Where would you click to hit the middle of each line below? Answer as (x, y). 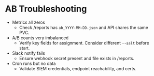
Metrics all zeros (28, 22)
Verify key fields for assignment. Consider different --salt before (84, 43)
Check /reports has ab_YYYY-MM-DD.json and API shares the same (84, 27)
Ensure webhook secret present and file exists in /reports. (77, 58)
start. (24, 48)
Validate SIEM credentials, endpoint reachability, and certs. (78, 68)
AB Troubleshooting (46, 9)
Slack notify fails (28, 53)
